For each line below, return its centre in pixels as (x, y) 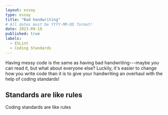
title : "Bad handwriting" (33, 19)
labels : (14, 39)
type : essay (18, 15)
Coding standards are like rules (38, 107)
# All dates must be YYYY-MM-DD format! (49, 24)
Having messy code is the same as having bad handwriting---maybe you (82, 62)
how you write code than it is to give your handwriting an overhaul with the (84, 73)
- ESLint (19, 43)
